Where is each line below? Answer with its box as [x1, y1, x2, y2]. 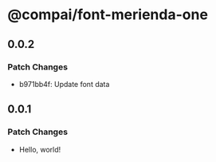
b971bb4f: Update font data [18, 79, 110, 89]
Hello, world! [18, 144, 61, 154]
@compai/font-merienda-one [7, 6, 209, 24]
